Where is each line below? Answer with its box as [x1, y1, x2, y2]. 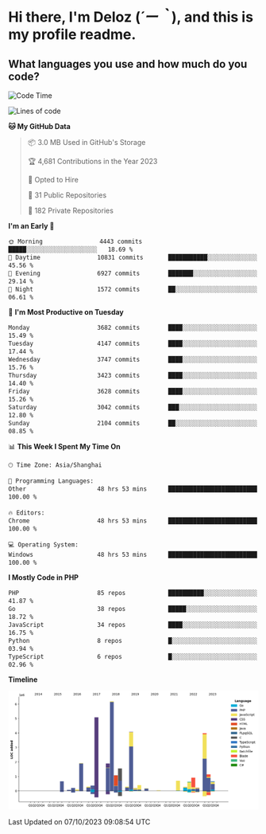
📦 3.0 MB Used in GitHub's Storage [27, 138, 146, 147]
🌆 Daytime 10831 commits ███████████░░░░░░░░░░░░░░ [8, 253, 258, 261]
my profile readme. [8, 25, 137, 44]
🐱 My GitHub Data [8, 122, 71, 131]
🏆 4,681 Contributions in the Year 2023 [27, 157, 158, 166]
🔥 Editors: [8, 509, 45, 517]
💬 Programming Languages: [8, 477, 94, 485]
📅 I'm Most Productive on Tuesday [8, 307, 125, 316]
